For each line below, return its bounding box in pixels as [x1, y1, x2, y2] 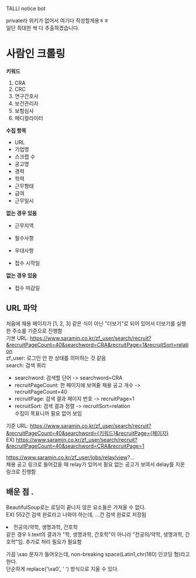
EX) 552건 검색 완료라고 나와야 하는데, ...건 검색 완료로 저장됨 [6, 511, 147, 518]
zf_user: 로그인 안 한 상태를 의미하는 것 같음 [6, 354, 106, 361]
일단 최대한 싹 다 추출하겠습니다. [6, 25, 80, 31]
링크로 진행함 [6, 468, 36, 475]
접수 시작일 [14, 259, 40, 266]
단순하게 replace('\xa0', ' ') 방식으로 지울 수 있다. [6, 565, 119, 572]
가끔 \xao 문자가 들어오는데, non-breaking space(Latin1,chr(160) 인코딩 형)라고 [6, 550, 190, 557]
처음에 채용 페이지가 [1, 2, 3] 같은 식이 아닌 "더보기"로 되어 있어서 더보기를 [6, 320, 176, 327]
